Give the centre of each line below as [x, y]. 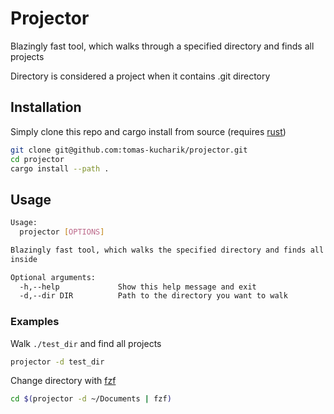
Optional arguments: [53, 277]
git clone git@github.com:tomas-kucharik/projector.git [129, 150]
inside [24, 259]
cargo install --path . [60, 168]
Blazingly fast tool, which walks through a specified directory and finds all [162, 46]
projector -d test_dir [57, 362]
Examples [35, 322]
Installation [46, 107]
